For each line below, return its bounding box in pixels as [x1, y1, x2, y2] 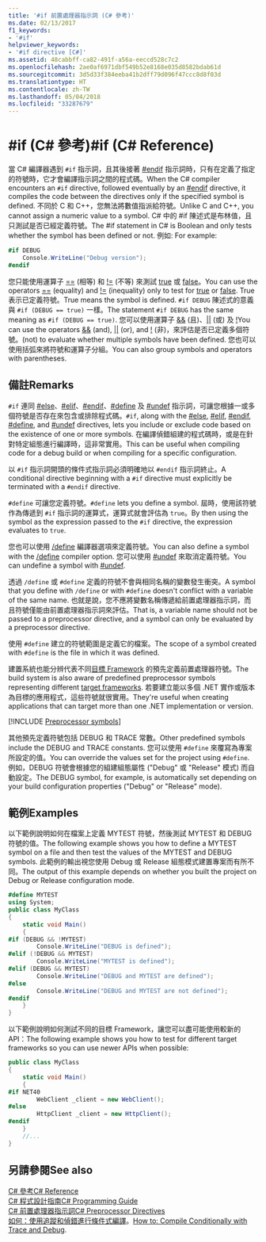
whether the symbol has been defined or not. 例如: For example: [8, 231, 218, 240]
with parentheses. [8, 353, 67, 363]
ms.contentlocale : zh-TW [8, 85, 90, 94]
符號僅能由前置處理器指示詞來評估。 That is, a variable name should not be [14, 605, 258, 614]
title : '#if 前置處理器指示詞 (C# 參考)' [8, 11, 135, 20]
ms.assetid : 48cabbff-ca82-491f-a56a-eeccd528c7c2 [8, 56, 179, 64]
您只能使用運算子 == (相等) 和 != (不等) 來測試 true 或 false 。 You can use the [8, 277, 258, 286]
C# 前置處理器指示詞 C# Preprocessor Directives [8, 1206, 165, 1215]
